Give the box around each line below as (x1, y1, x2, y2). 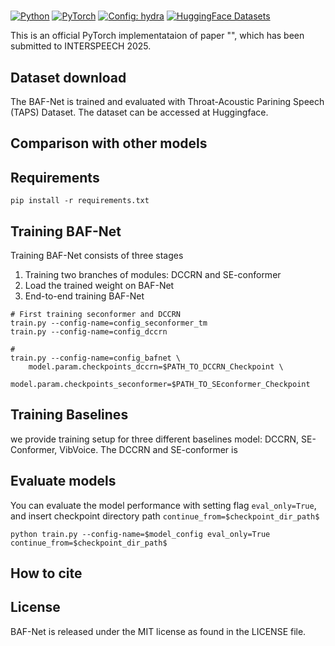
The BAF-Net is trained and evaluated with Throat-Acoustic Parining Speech (10, 96, 325, 107)
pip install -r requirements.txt (10, 196, 150, 206)
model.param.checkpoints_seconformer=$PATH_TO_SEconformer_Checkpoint (10, 380, 311, 390)
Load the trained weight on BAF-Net (24, 280, 175, 292)
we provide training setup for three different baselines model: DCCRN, (10, 433, 300, 445)
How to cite (10, 565, 83, 582)
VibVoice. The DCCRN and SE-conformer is (59, 443, 238, 455)
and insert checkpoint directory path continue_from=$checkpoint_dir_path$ (10, 510, 320, 522)
